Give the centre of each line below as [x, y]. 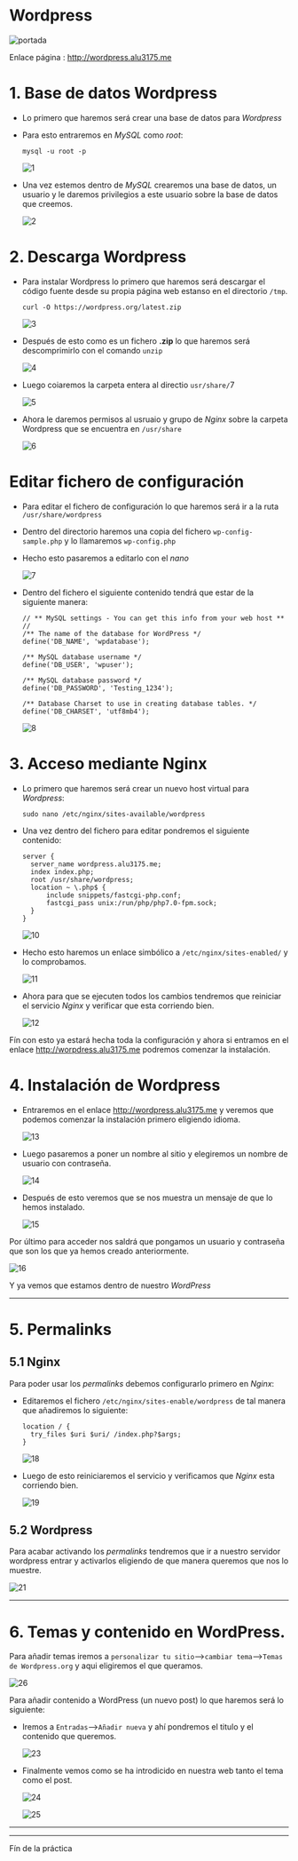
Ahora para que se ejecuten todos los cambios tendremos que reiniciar [152, 996]
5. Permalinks [61, 1329]
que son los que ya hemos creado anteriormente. [99, 1251]
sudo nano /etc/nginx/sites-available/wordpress [114, 814]
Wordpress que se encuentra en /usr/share [102, 428]
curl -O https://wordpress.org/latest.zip [102, 307]
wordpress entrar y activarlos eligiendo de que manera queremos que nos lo [149, 1561]
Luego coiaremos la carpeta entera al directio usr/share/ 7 [128, 385]
